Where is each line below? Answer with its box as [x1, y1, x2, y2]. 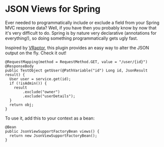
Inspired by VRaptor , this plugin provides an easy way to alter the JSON [5, 45, 149, 50]
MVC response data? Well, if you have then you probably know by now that [5, 24, 157, 30]
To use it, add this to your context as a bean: [5, 115, 95, 121]
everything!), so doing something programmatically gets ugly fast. [5, 35, 138, 41]
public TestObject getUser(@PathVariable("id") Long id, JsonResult [5, 68, 148, 73]
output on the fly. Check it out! [5, 50, 67, 56]
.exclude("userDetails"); [23, 94, 76, 98]
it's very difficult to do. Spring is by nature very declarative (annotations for [5, 30, 157, 36]
